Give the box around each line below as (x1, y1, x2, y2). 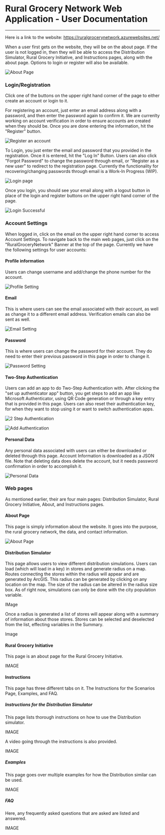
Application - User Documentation (5, 13, 148, 25)
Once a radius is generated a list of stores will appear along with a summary (5, 611, 159, 617)
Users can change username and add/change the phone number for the (5, 269, 151, 275)
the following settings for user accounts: (5, 247, 87, 253)
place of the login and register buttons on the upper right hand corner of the (5, 193, 159, 199)
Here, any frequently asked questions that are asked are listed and (5, 810, 140, 816)
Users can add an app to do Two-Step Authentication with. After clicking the (5, 385, 160, 391)
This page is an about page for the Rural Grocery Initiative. (5, 653, 124, 659)
